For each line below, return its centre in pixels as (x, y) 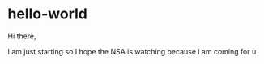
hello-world (48, 14)
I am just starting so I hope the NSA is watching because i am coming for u (132, 51)
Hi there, (22, 36)
